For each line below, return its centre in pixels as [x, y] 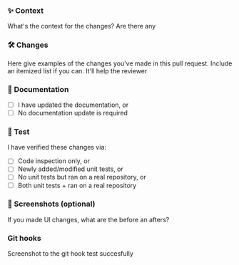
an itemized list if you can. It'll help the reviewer [77, 71]
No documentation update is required [73, 113]
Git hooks [24, 238]
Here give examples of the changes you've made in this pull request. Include [120, 63]
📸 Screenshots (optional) [51, 204]
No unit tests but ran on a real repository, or [82, 177]
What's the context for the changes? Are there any [82, 26]
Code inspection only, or [54, 161]
